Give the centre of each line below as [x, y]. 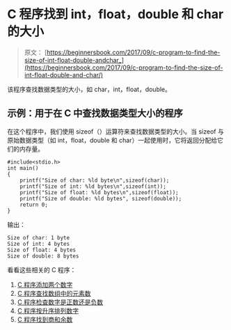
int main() [23, 168]
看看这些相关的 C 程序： [42, 269]
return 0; [34, 205]
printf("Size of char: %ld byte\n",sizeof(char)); [95, 180]
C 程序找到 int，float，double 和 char [115, 14]
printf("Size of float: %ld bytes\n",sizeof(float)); [99, 192]
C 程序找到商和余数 [45, 319]
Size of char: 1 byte [39, 237]
